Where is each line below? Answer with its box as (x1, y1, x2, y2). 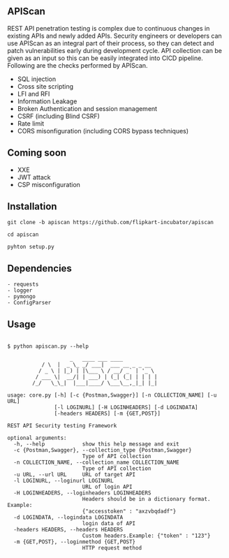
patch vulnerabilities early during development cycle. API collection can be (7, 46, 222, 54)
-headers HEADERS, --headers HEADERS (13, 527, 124, 534)
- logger (7, 287, 33, 294)
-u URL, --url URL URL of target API (13, 471, 136, 478)
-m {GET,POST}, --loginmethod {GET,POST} (13, 538, 136, 545)
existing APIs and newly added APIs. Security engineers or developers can (7, 31, 222, 40)
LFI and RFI (17, 89, 50, 98)
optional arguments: (7, 434, 68, 442)
